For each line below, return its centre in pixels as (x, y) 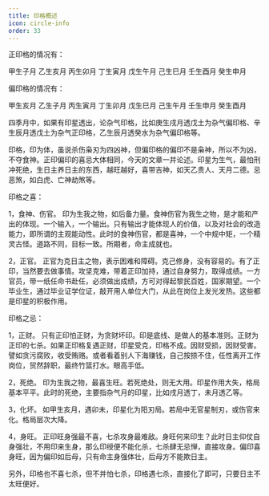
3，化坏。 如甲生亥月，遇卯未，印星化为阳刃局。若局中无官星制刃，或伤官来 (134, 409)
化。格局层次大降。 (40, 420)
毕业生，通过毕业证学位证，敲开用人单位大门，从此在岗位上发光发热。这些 (131, 291)
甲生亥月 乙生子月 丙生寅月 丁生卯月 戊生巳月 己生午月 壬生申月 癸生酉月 (127, 106)
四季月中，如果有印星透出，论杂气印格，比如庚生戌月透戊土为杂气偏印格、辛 (134, 123)
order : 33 (25, 30)
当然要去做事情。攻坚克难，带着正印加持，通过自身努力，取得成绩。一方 (141, 271)
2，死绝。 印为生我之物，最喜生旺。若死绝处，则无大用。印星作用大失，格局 (134, 383)
